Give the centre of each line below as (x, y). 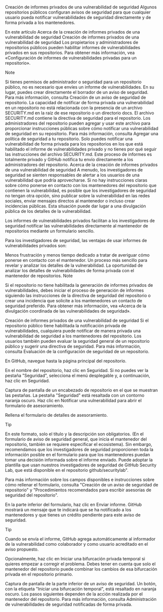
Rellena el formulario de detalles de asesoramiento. (56, 415)
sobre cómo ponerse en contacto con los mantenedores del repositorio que (81, 185)
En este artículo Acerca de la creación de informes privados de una (72, 32)
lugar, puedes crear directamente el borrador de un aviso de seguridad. (77, 92)
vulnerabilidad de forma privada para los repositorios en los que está (74, 144)
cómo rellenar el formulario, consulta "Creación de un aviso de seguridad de (82, 485)
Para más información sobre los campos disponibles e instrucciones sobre (80, 480)
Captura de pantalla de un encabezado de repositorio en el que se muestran (81, 390)
